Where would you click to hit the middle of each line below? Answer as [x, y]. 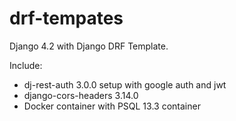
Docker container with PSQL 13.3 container [112, 106]
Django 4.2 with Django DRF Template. [89, 46]
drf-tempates [66, 18]
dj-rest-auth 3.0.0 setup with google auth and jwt [125, 84]
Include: [26, 65]
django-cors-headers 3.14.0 [81, 95]
